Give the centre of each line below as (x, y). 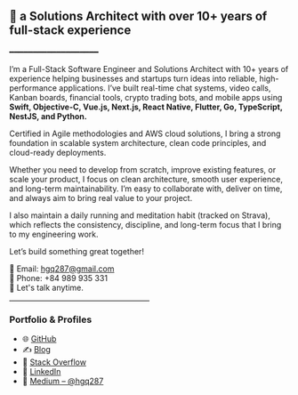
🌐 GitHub (39, 339)
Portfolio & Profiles (51, 319)
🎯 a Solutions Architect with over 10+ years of (138, 16)
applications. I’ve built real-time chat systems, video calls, (165, 88)
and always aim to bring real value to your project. (101, 197)
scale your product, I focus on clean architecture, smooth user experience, (146, 179)
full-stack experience (70, 31)
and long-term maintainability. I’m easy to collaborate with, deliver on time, (146, 189)
